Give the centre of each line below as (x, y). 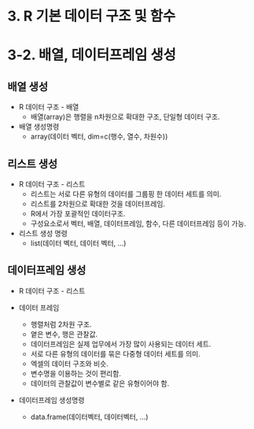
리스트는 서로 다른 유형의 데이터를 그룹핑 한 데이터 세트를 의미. (126, 194)
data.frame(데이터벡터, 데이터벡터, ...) (89, 416)
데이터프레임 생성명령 (52, 400)
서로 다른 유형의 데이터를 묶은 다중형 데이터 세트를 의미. (116, 353)
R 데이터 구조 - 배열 (49, 107)
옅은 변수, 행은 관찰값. (64, 334)
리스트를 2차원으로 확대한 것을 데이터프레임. (98, 204)
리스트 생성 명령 (43, 233)
